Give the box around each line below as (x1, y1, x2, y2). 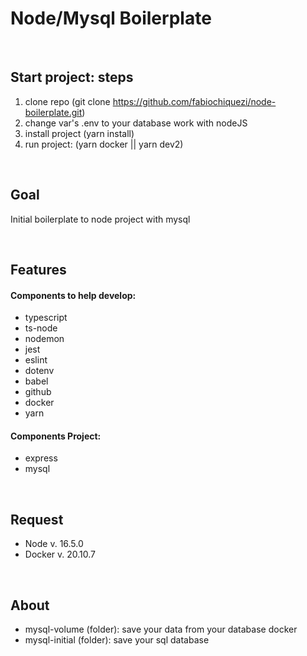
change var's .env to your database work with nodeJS (24, 117, 248, 129)
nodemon (24, 333, 65, 345)
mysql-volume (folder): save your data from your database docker (24, 623, 298, 635)
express (24, 452, 58, 464)
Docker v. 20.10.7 (24, 548, 97, 561)
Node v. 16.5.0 (24, 538, 84, 550)
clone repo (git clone (24, 95, 111, 107)
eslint (24, 354, 48, 366)
